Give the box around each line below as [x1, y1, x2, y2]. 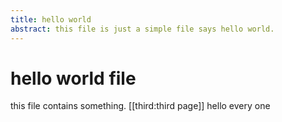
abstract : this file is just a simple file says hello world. [10, 24, 275, 34]
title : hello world [10, 14, 92, 25]
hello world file [10, 67, 137, 90]
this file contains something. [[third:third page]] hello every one [10, 100, 271, 112]
